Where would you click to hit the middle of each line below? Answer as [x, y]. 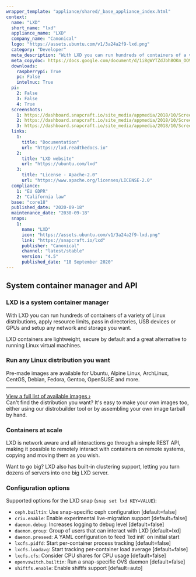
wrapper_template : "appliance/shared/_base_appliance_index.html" [88, 11]
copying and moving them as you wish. [53, 455]
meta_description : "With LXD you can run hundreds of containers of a [99, 55]
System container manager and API [72, 286]
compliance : [26, 186]
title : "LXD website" [48, 159]
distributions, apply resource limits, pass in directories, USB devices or [91, 321]
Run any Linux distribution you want [58, 360]
